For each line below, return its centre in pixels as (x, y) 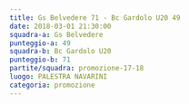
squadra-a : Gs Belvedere (56, 34)
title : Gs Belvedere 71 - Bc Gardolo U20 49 (95, 18)
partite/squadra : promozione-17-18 (77, 69)
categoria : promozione (52, 85)
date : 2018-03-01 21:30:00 (60, 26)
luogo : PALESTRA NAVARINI (58, 77)
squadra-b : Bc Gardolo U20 (60, 52)
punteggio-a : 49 (40, 43)
